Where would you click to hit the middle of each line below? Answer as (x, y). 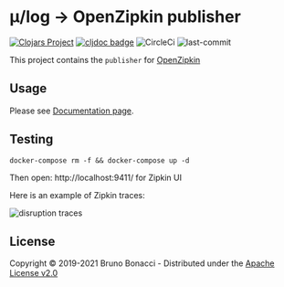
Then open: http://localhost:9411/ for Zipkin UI (96, 177)
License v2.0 (34, 273)
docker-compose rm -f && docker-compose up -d (100, 160)
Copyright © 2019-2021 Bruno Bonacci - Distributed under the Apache (142, 263)
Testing (32, 139)
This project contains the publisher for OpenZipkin (105, 59)
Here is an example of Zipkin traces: (78, 195)
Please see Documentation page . (72, 111)
